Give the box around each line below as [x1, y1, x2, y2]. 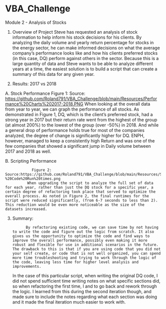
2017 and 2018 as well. [5, 148, 51, 154]
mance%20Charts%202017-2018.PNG [5, 101, 83, 107]
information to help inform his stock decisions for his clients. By [12, 34, 142, 40]
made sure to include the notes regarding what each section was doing [12, 294, 157, 300]
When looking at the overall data [84, 101, 151, 107]
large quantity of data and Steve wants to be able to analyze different [12, 61, 153, 66]
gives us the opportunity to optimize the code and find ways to [12, 234, 150, 239]
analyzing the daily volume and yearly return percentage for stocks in [12, 39, 154, 45]
